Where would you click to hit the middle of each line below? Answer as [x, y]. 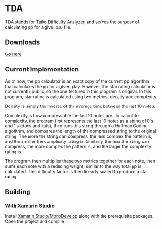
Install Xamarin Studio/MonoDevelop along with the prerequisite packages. [79, 216]
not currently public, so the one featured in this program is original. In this [78, 91]
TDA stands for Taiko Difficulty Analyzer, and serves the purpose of [72, 22]
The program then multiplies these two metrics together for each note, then [80, 161]
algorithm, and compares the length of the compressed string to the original [81, 131]
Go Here [13, 54]
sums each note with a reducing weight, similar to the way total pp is [73, 166]
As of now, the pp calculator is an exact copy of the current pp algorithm [77, 81]
